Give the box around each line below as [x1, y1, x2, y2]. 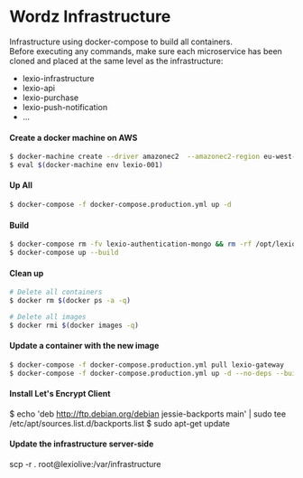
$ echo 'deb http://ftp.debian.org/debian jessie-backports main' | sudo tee [9, 408, 287, 419]
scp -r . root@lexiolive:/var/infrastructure [9, 458, 161, 469]
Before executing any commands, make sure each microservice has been [9, 45, 282, 56]
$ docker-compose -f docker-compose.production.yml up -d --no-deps [9, 369, 272, 378]
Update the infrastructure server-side [9, 438, 154, 449]
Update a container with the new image [9, 341, 160, 351]
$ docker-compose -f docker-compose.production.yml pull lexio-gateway [9, 360, 284, 370]
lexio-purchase [22, 92, 79, 103]
